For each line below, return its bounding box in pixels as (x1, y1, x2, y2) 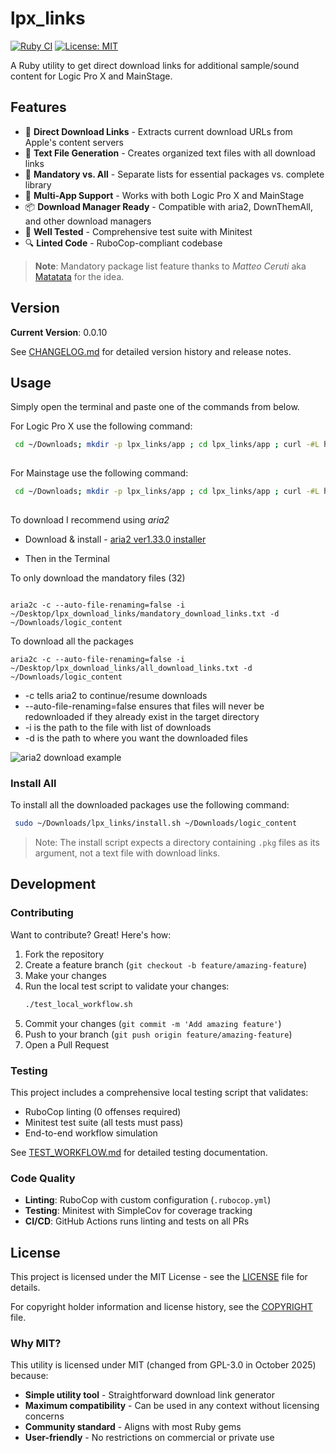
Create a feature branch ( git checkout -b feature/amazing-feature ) (24, 958, 308, 971)
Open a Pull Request (24, 1038, 110, 1051)
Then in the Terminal (24, 552, 110, 564)
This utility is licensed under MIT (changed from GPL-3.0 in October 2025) (10, 1359, 317, 1371)
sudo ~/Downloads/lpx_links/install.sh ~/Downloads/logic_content (14, 818, 298, 829)
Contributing (10, 906, 74, 920)
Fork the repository (24, 948, 105, 960)
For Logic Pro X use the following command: (10, 420, 193, 432)
